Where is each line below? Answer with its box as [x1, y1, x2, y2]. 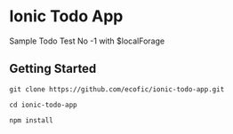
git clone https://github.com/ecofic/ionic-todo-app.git [9, 84, 225, 94]
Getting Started [9, 61, 97, 76]
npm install [9, 115, 53, 125]
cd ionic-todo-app [9, 100, 77, 109]
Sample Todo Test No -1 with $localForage [9, 35, 165, 46]
